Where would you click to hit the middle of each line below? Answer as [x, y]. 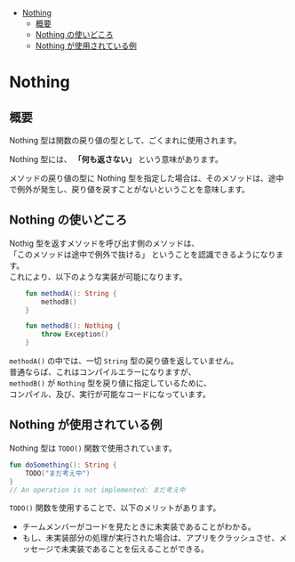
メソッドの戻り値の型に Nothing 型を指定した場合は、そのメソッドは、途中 [147, 178]
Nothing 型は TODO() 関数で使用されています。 [93, 448]
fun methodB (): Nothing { [73, 326]
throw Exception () [75, 334]
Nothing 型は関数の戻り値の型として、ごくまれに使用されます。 [125, 140]
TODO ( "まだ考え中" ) [58, 473]
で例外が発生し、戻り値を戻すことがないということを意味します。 [130, 189]
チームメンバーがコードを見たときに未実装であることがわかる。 [139, 527]
